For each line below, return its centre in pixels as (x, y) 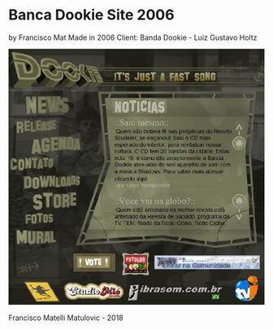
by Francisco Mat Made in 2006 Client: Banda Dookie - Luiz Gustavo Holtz (133, 37)
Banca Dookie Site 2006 (91, 15)
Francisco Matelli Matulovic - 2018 (66, 318)
